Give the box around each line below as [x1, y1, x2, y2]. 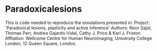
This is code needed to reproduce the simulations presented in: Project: [5, 20, 150, 25]
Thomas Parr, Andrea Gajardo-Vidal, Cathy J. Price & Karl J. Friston [5, 30, 141, 36]
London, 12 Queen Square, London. [5, 40, 77, 46]
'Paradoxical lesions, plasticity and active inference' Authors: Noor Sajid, [5, 25, 152, 30]
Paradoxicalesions [5, 3, 82, 15]
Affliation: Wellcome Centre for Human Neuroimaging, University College [5, 35, 152, 41]
